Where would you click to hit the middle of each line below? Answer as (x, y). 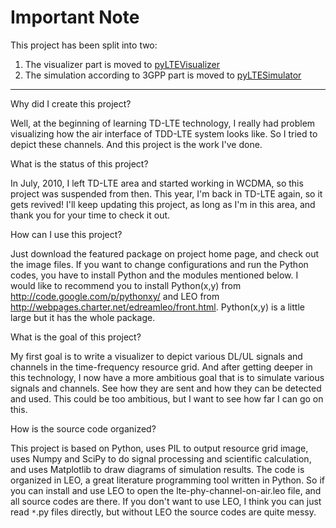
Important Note (75, 17)
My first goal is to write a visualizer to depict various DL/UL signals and (156, 356)
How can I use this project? (66, 234)
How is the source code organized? (83, 428)
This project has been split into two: (84, 45)
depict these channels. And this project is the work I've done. (136, 144)
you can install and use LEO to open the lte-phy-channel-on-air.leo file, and (166, 490)
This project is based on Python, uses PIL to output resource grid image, (159, 448)
